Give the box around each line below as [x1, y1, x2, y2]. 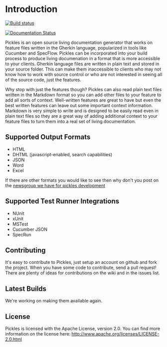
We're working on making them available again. [5, 298, 103, 304]
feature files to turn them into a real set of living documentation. [5, 118, 136, 124]
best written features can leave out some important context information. [5, 102, 153, 108]
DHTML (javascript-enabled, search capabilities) [12, 151, 113, 157]
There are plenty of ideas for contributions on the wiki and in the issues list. [5, 270, 161, 276]
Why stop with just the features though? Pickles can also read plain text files [5, 86, 162, 92]
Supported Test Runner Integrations [5, 197, 120, 206]
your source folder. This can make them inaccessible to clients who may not [5, 66, 162, 72]
